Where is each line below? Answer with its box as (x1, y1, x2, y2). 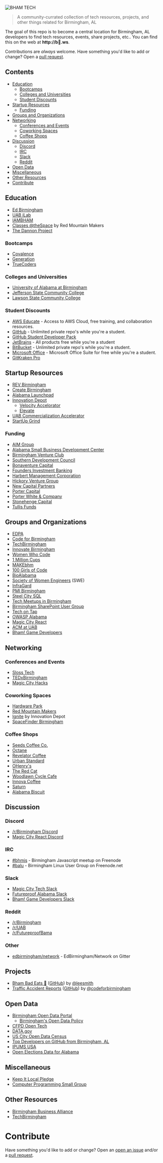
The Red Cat (12, 768, 38, 774)
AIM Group (12, 441, 34, 447)
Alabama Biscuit (12, 789, 45, 794)
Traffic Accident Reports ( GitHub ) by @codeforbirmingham (12, 986, 131, 991)
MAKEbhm (12, 562, 34, 568)
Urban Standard (12, 758, 45, 764)
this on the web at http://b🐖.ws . (5, 39, 70, 45)
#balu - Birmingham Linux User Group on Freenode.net (12, 862, 123, 868)
